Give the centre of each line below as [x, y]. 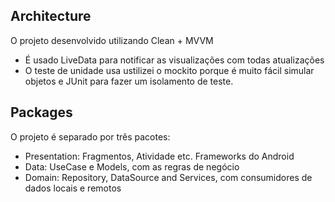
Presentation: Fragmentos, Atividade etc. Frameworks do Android [159, 156]
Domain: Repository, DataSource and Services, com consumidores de [168, 177]
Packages [41, 112]
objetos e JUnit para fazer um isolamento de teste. [129, 81]
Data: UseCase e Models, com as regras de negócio [132, 166]
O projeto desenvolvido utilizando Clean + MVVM [112, 40]
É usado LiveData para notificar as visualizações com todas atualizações [174, 60]
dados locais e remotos [73, 188]
